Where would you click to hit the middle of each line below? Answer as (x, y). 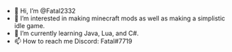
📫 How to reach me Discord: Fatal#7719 (73, 41)
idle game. (29, 26)
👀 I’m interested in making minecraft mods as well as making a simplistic (120, 18)
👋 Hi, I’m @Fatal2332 (45, 11)
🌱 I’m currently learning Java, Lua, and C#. (76, 33)
